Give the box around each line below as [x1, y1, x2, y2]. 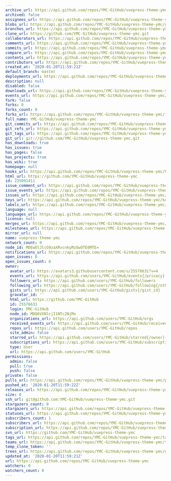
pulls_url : [5, 378, 28, 383]
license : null [5, 217, 36, 222]
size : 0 [5, 392, 22, 397]
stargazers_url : [5, 406, 40, 412]
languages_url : [5, 211, 38, 217]
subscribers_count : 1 [5, 416, 51, 421]
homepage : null [5, 164, 38, 169]
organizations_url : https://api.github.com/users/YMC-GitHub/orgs [10, 316, 154, 321]
